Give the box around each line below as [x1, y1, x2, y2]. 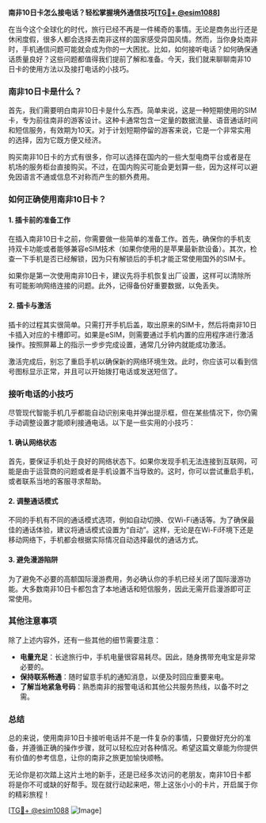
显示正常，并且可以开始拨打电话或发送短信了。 [28, 366, 182, 376]
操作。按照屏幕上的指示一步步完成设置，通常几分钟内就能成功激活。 [8, 339, 230, 349]
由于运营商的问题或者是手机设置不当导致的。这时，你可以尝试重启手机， [21, 466, 258, 476]
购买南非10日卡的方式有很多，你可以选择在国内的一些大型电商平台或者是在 [8, 153, 252, 162]
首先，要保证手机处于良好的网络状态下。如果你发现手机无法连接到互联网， [8, 457, 251, 466]
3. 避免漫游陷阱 [8, 554, 59, 564]
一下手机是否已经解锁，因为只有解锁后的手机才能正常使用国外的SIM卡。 [14, 254, 250, 264]
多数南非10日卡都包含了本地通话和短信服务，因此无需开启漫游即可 [28, 584, 245, 593]
